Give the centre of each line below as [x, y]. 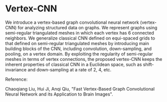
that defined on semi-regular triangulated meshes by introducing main [77, 43]
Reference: [16, 79]
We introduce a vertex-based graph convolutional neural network [72, 22]
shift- [148, 64]
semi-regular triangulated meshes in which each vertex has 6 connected [80, 33]
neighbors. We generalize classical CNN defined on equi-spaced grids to [80, 38]
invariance [16, 69]
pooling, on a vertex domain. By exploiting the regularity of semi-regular [79, 54]
